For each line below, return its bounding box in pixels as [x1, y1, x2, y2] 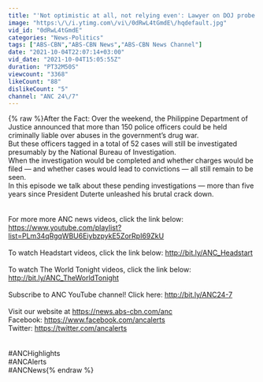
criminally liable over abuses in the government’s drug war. [8, 131, 199, 140]
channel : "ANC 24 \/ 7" [8, 92, 80, 100]
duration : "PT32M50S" [8, 63, 80, 71]
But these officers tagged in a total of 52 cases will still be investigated [8, 139, 238, 148]
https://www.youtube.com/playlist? [8, 223, 122, 233]
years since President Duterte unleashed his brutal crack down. [8, 189, 214, 199]
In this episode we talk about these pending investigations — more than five [8, 181, 254, 190]
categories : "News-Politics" [8, 33, 104, 42]
